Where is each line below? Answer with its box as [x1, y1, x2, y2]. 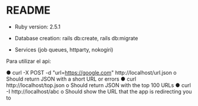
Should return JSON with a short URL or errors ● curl [6, 75, 137, 82]
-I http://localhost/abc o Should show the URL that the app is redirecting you [6, 88, 192, 95]
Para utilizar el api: [6, 57, 51, 65]
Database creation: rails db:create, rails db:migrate [14, 34, 138, 41]
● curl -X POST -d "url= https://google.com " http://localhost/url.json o [6, 69, 177, 76]
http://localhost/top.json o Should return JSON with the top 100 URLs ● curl [6, 81, 191, 89]
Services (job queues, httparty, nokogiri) [14, 46, 113, 53]
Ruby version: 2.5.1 [14, 23, 61, 30]
